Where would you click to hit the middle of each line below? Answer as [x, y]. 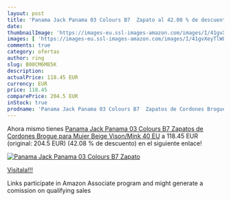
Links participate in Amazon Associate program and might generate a [105, 183]
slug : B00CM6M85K [32, 64]
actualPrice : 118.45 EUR [43, 77]
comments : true [29, 45]
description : [26, 71]
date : [15, 26]
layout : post [26, 13]
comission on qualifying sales [49, 190]
